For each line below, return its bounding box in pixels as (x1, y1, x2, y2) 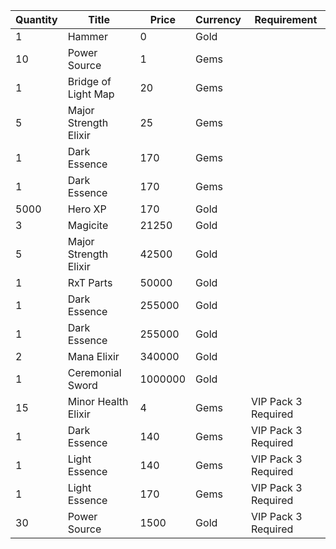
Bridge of (67, 75, 112, 88)
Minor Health (67, 395, 129, 408)
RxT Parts (67, 276, 113, 289)
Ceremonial (67, 366, 122, 379)
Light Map (67, 87, 115, 101)
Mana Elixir (67, 350, 120, 363)
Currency (195, 13, 242, 26)
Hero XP (67, 202, 107, 216)
